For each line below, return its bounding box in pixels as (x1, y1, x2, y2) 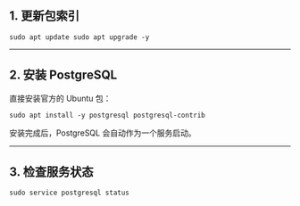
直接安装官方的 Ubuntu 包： (9, 93, 112, 103)
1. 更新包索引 (9, 8, 80, 24)
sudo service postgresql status (9, 188, 129, 198)
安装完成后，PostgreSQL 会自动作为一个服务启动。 (9, 128, 196, 138)
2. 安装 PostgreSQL (9, 68, 118, 83)
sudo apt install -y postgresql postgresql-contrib (9, 111, 205, 119)
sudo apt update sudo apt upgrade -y (9, 32, 150, 42)
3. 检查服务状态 (9, 164, 94, 180)
